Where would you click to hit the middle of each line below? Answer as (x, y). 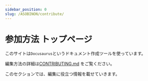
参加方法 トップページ (49, 39)
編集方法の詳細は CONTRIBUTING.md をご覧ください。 (60, 64)
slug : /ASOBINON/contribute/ (35, 14)
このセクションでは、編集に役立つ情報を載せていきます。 (63, 74)
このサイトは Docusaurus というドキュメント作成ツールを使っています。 (75, 54)
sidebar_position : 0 (26, 9)
